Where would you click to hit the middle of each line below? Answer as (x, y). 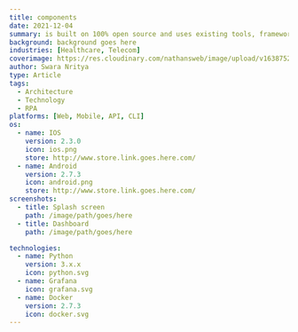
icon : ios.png (51, 149)
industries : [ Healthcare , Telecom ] (75, 51)
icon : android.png (59, 183)
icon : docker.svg (57, 314)
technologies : (35, 248)
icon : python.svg (57, 273)
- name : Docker (45, 297)
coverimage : (31, 59)
